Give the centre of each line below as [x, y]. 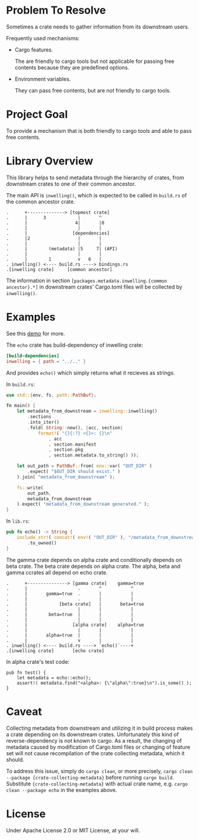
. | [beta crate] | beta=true [75, 604]
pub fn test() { [26, 673]
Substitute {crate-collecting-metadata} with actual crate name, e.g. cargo [97, 784]
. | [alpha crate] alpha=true [75, 625]
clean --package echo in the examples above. [62, 790]
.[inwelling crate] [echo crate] [55, 651]
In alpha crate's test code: [38, 662]
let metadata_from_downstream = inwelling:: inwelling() [87, 411]
